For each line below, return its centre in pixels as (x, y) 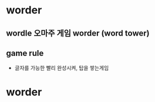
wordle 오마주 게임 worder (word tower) (78, 33)
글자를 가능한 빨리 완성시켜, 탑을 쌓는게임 (62, 68)
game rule (25, 53)
